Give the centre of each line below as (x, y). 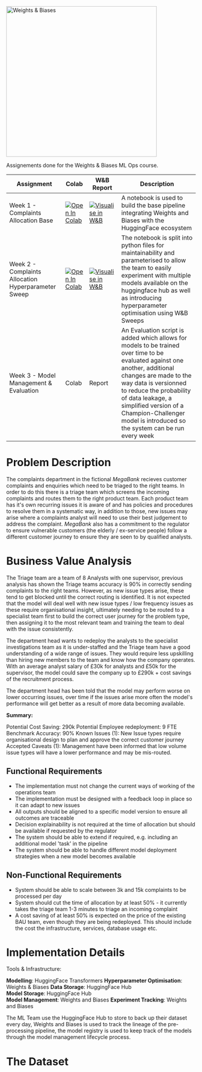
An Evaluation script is (153, 330)
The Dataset (38, 1061)
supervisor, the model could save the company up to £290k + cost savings (99, 672)
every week (138, 436)
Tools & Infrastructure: (34, 969)
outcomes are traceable (44, 818)
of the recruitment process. (40, 679)
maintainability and (148, 253)
